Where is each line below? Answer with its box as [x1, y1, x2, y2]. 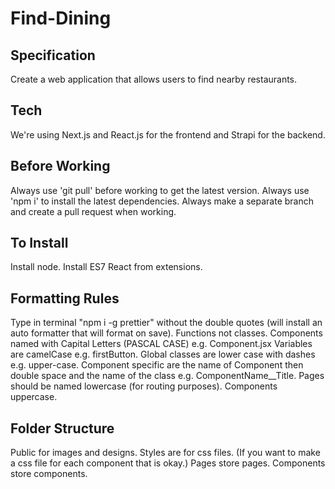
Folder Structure [10, 420, 115, 437]
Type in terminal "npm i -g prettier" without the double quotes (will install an [10, 317, 323, 329]
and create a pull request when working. [10, 205, 177, 217]
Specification [10, 47, 96, 64]
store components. [10, 468, 88, 480]
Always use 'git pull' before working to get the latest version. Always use [10, 184, 310, 196]
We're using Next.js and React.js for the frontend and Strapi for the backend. [10, 128, 326, 141]
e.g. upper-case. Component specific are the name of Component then [10, 359, 304, 371]
